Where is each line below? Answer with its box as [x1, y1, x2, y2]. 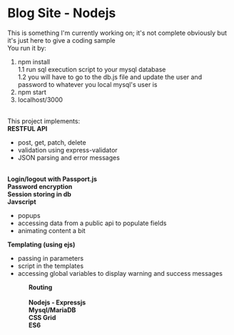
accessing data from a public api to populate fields [17, 219, 167, 227]
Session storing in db [7, 190, 71, 198]
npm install [17, 57, 51, 66]
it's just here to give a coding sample [7, 36, 116, 44]
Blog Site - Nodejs [7, 5, 116, 21]
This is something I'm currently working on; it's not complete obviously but [7, 29, 227, 37]
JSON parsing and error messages [17, 153, 120, 162]
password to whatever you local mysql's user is [17, 80, 158, 88]
